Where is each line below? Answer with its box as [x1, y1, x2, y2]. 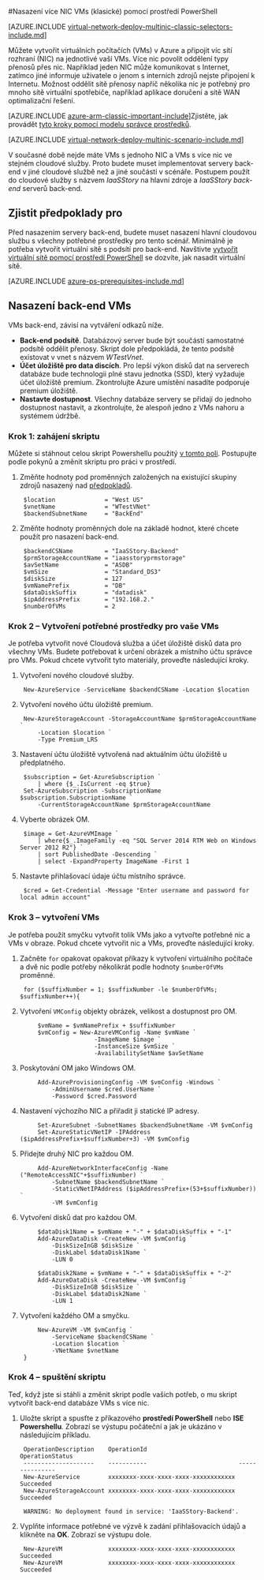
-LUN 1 [51, 1297, 73, 1305]
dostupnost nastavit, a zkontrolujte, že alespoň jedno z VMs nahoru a [19, 402, 244, 412]
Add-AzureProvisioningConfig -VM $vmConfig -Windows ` [37, 1078, 221, 1086]
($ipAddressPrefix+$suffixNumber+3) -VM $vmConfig [19, 1135, 190, 1143]
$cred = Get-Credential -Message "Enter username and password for [23, 887, 250, 895]
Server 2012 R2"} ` [19, 844, 84, 852]
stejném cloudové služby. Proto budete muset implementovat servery [8, 159, 234, 168]
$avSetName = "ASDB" [23, 560, 133, 569]
